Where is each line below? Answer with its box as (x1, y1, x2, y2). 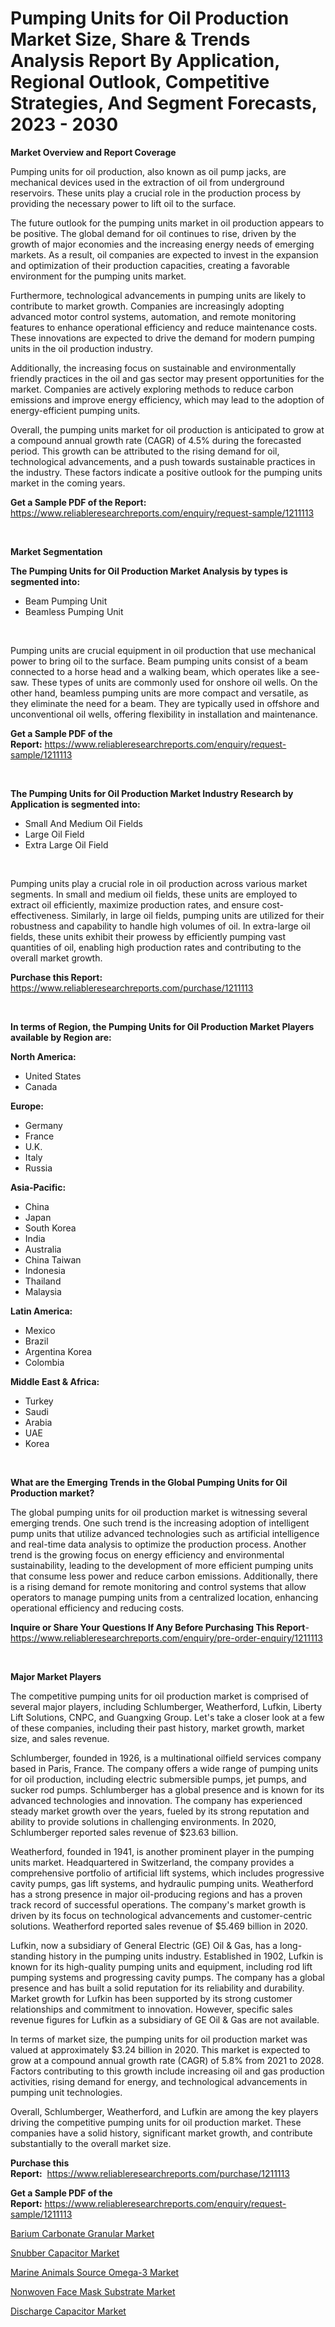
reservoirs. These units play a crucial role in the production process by (10, 187, 302, 199)
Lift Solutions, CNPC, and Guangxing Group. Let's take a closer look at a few (10, 1711, 325, 1723)
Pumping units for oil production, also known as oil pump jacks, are (10, 165, 287, 177)
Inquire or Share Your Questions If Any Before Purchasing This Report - (10, 1621, 310, 1633)
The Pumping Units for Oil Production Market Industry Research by (10, 787, 294, 799)
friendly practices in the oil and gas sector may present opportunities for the (10, 372, 325, 384)
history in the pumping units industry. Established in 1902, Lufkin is (48, 1950, 324, 1962)
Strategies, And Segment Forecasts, (10, 92, 318, 115)
